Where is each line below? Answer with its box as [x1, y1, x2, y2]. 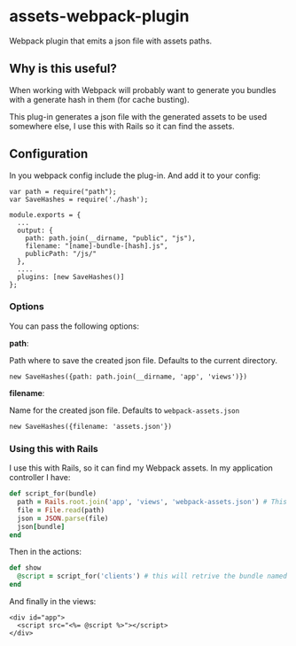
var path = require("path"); [9, 187, 117, 196]
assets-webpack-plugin [9, 6, 190, 27]
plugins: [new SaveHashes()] [17, 272, 125, 281]
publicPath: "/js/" [25, 249, 97, 258]
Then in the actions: [9, 547, 82, 557]
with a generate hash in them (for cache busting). [9, 94, 190, 105]
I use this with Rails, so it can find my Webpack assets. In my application [9, 463, 273, 473]
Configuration [9, 146, 89, 161]
